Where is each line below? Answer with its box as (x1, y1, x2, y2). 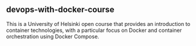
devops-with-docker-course (6, 5, 115, 15)
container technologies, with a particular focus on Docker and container (6, 27, 182, 34)
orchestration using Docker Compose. (6, 32, 100, 40)
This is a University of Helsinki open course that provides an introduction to (6, 20, 191, 27)
